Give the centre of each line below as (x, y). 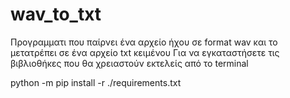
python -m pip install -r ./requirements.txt (96, 82)
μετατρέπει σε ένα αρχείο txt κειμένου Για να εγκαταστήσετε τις (145, 52)
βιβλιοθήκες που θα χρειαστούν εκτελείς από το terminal (129, 63)
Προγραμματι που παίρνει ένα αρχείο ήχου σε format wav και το (144, 42)
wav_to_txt (56, 14)
